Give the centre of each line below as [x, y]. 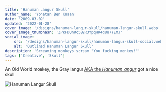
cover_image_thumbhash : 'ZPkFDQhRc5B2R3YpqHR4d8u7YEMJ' [64, 32]
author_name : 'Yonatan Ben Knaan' [41, 14]
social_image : [20, 37]
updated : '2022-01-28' [28, 23]
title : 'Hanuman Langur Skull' [37, 10]
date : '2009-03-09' [25, 19]
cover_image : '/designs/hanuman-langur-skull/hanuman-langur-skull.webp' [83, 28]
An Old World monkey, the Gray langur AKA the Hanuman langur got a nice [82, 69]
